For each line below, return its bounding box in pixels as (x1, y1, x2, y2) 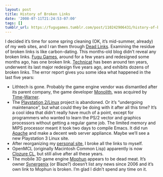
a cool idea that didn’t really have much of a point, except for (12, 110, 134, 115)
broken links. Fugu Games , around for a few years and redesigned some (5, 54, 149, 60)
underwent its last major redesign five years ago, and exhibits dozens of (5, 64, 149, 70)
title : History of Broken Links (5, 12, 70, 16)
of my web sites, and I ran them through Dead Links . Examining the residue (5, 44, 155, 49)
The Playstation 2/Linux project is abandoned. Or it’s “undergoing (12, 99, 143, 105)
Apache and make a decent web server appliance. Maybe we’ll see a (12, 130, 149, 136)
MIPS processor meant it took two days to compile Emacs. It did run (12, 125, 148, 131)
